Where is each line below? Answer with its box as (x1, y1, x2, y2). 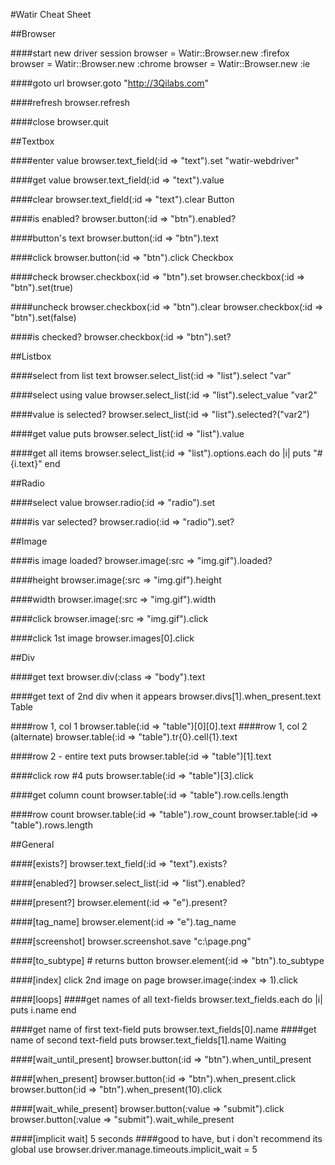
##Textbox (10, 135, 55, 147)
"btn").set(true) (10, 282, 74, 293)
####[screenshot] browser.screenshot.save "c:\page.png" (10, 935, 252, 947)
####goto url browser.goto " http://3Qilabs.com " (10, 77, 210, 89)
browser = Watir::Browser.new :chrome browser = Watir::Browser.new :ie (10, 58, 311, 69)
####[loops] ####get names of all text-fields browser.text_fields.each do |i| (10, 994, 323, 1005)
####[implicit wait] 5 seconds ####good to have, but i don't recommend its (10, 1133, 323, 1144)
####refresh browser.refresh (10, 97, 131, 108)
